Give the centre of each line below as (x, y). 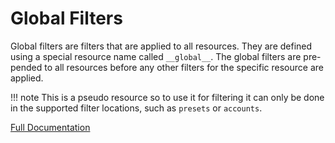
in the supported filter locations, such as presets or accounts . (136, 108)
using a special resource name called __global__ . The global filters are (156, 56)
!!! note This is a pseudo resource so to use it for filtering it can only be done (167, 97)
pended (26, 67)
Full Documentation (50, 127)
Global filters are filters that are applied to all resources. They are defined (161, 46)
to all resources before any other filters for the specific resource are (184, 67)
